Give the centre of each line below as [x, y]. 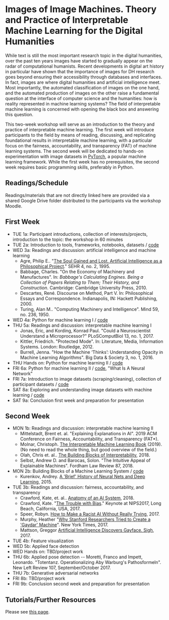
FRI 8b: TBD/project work [39, 579]
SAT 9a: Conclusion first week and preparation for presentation [78, 400]
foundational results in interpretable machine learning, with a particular [79, 140]
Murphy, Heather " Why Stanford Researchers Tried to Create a [85, 520]
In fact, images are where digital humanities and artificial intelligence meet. [83, 82]
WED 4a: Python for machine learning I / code [60, 320]
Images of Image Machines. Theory [81, 9]
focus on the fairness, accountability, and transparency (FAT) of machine [81, 145]
